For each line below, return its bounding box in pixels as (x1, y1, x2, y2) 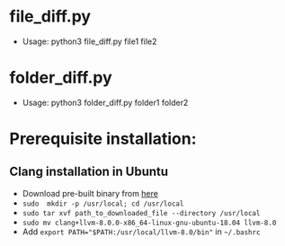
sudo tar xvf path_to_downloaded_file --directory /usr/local (22, 208, 261, 217)
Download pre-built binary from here (22, 188, 159, 198)
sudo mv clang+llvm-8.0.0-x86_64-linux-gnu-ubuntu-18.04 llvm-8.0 (22, 218, 277, 227)
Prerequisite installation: (9, 128, 197, 149)
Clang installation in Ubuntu (9, 164, 169, 180)
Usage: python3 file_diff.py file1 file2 (22, 36, 157, 47)
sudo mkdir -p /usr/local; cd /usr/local (22, 199, 184, 208)
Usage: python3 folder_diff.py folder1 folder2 (22, 97, 189, 108)
